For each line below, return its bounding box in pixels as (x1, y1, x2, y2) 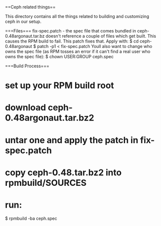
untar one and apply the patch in (5, 135, 139, 146)
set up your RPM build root (5, 80, 114, 91)
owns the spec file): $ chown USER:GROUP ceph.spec (5, 54, 114, 60)
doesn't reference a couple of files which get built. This (46, 33, 156, 39)
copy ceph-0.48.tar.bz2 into (5, 167, 122, 178)
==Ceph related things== (5, 4, 56, 10)
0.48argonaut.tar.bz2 (5, 112, 95, 123)
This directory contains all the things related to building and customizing (5, 14, 149, 19)
